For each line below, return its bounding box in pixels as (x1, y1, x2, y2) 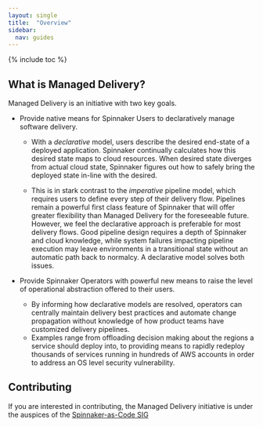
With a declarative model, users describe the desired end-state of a (31, 137, 250, 147)
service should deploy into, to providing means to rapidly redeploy (31, 341, 245, 351)
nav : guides (15, 33, 55, 42)
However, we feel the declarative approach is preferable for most (31, 219, 241, 228)
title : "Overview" (8, 19, 72, 27)
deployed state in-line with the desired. (31, 170, 158, 181)
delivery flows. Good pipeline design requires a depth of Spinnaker (31, 228, 247, 237)
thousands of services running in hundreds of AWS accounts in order (31, 350, 254, 359)
